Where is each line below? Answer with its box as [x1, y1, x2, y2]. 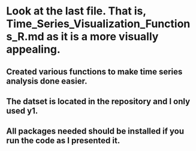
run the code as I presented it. [6, 135, 120, 146]
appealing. [6, 43, 61, 57]
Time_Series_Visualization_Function [6, 17, 191, 31]
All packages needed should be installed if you [6, 126, 185, 137]
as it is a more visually [46, 30, 159, 43]
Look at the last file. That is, [6, 4, 147, 18]
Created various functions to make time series [6, 66, 183, 76]
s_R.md [6, 30, 44, 43]
